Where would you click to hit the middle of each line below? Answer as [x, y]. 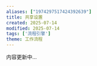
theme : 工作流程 [24, 39]
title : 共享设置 [24, 17]
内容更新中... [22, 57]
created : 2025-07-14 [32, 23]
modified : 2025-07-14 [33, 28]
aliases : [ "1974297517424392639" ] [49, 12]
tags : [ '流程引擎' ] [29, 34]
